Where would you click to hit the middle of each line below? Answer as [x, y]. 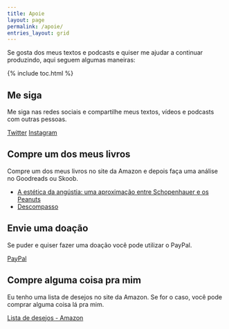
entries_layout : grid [38, 33]
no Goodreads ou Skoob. [43, 178]
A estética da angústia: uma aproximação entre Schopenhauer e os [113, 192]
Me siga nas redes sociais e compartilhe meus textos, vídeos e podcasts [111, 112]
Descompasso [38, 206]
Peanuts [29, 199]
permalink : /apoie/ [35, 26]
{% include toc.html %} [40, 73]
